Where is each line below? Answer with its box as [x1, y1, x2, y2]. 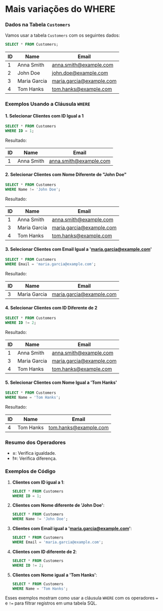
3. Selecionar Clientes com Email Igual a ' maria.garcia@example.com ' [5, 246, 152, 252]
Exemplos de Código [5, 468, 56, 475]
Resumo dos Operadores [5, 439, 66, 446]
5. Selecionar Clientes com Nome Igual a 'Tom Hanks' [5, 379, 117, 385]
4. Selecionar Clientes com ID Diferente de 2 [5, 305, 98, 310]
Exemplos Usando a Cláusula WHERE [5, 101, 90, 108]
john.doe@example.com [51, 69, 109, 76]
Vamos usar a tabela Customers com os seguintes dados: [5, 32, 120, 38]
